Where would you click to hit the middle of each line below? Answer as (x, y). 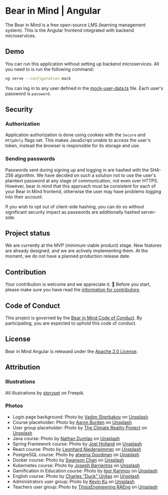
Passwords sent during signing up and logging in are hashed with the (77, 170)
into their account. (24, 197)
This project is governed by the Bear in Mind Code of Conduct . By (74, 318)
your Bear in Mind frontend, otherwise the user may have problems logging (83, 191)
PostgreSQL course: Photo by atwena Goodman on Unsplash (76, 454)
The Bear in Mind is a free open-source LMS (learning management (75, 25)
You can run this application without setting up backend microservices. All (82, 64)
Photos (14, 406)
